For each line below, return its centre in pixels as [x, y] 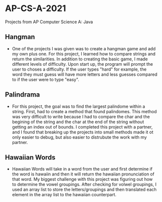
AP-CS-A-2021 [36, 8]
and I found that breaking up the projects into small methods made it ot [83, 132]
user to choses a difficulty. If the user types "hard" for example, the [79, 69]
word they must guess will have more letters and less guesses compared [85, 74]
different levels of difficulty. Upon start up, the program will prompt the [82, 64]
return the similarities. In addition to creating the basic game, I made [80, 59]
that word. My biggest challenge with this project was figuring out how [82, 179]
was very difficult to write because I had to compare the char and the [81, 116]
